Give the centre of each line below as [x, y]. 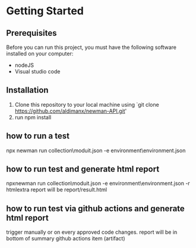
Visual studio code [37, 72]
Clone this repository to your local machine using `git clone [87, 104]
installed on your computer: [40, 54]
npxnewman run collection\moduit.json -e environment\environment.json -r [98, 184]
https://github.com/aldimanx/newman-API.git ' [71, 111]
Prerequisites [31, 33]
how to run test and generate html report [83, 169]
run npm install [33, 117]
